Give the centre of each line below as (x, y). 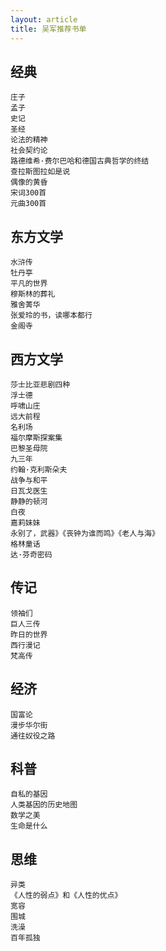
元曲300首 (28, 204)
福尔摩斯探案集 (36, 437)
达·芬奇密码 (31, 554)
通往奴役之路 (33, 736)
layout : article (44, 19)
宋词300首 (28, 193)
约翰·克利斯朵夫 (39, 469)
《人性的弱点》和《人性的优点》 (66, 896)
